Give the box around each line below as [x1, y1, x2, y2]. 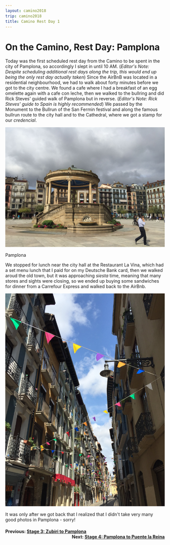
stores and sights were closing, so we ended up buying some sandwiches [5, 278, 159, 284]
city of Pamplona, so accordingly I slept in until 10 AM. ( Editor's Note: [5, 63, 149, 69]
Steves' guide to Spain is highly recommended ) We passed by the [5, 101, 143, 107]
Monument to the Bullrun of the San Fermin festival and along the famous [5, 106, 158, 112]
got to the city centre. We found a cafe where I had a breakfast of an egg [5, 85, 157, 91]
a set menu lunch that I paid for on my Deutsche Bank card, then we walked [5, 267, 163, 274]
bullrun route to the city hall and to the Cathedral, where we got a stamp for [5, 112, 162, 118]
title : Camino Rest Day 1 [5, 19, 60, 24]
